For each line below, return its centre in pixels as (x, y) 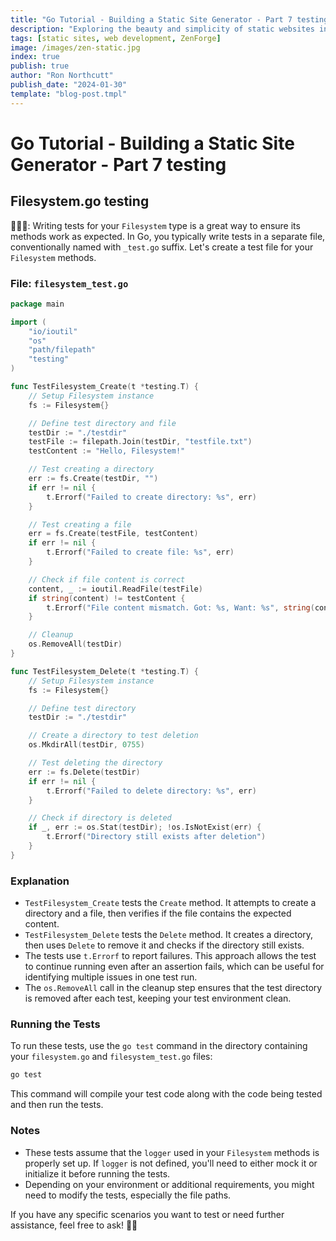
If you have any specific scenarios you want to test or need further (147, 1214)
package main (37, 304)
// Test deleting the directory (95, 763)
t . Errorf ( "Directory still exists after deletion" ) (156, 837)
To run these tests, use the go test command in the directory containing (159, 1046)
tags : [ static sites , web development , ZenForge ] (116, 38)
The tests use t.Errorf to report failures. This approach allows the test (170, 956)
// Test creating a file (80, 524)
